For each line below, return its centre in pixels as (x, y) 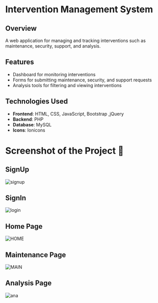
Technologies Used (36, 102)
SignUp (17, 170)
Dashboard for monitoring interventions (54, 74)
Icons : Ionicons (29, 130)
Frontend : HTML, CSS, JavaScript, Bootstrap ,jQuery (68, 114)
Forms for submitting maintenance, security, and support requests (82, 80)
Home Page (24, 226)
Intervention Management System (79, 9)
